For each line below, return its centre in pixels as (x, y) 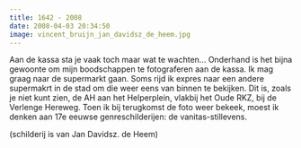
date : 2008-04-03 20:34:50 (60, 26)
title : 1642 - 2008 (46, 17)
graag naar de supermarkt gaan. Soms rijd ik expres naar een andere (137, 79)
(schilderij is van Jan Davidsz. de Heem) (84, 135)
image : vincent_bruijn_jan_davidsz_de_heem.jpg (100, 34)
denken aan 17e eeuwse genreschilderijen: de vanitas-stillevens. (128, 117)
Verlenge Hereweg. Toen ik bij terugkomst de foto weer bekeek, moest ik (144, 108)
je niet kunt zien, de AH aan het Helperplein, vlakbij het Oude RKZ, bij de (143, 98)
